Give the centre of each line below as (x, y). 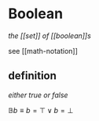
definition (33, 76)
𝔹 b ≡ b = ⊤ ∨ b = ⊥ (41, 110)
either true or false (38, 95)
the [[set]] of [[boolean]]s (50, 36)
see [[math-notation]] (43, 51)
